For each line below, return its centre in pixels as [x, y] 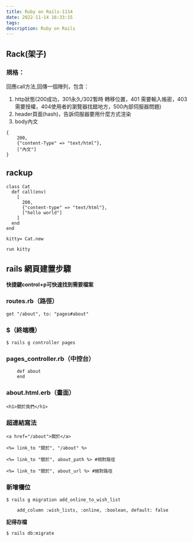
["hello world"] [42, 213]
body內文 [26, 121]
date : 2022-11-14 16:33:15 [39, 17]
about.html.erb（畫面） [41, 393]
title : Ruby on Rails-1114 [39, 12]
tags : [13, 23]
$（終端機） [23, 330]
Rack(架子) [26, 54]
